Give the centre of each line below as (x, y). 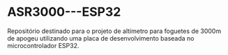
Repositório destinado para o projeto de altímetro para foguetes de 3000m (114, 31)
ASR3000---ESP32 (64, 12)
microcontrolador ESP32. (43, 45)
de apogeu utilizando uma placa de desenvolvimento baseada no (101, 38)
